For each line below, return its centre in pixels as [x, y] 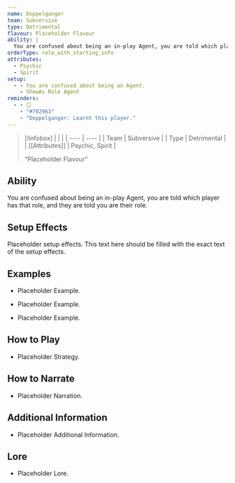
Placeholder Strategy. [49, 356]
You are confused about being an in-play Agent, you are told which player [114, 198]
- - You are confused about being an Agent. [79, 86]
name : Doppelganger [36, 14]
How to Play [34, 340]
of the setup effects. [36, 252]
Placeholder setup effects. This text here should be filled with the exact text [116, 244]
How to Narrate [41, 379]
